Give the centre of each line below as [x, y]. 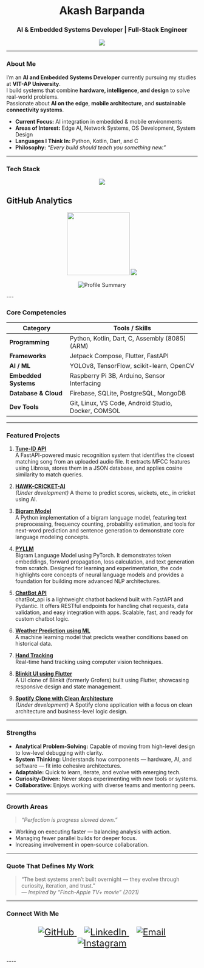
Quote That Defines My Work [50, 866]
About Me [21, 64]
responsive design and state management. [68, 687]
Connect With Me [33, 914]
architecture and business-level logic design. [71, 712]
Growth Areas [27, 807]
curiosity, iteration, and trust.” [58, 886]
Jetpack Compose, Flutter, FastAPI [119, 356]
